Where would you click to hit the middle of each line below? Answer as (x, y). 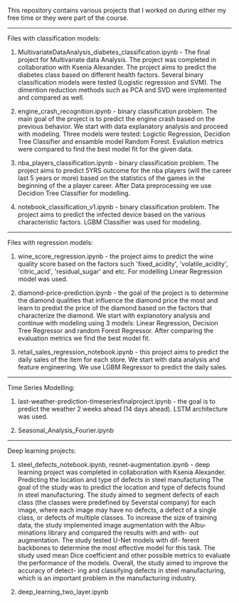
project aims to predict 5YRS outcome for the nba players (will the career (124, 171)
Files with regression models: (51, 242)
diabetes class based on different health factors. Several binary (111, 75)
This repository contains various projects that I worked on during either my (117, 10)
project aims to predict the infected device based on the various (111, 214)
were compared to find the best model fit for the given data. (105, 149)
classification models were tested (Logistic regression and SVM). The (119, 82)
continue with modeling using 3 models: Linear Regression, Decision (118, 323)
